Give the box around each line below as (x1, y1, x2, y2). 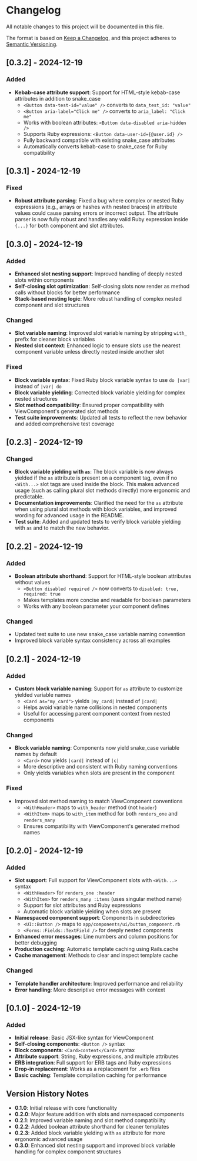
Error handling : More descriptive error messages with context (14, 986, 166, 993)
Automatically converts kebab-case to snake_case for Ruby (23, 142, 168, 150)
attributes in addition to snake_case (14, 95, 101, 102)
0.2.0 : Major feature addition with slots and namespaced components (14, 1110, 184, 1118)
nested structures (14, 395, 58, 402)
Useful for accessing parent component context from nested (23, 710, 171, 717)
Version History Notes (6, 1089, 89, 1099)
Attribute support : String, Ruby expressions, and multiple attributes (14, 1053, 179, 1060)
